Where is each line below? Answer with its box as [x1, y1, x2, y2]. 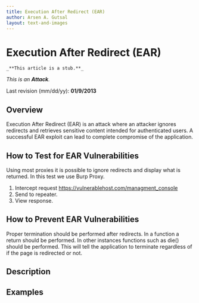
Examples [6, 287, 43, 297]
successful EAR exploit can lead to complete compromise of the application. [6, 133, 194, 140]
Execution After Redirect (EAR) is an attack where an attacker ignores [6, 121, 177, 128]
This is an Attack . [6, 76, 50, 83]
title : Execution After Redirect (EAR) [6, 8, 105, 15]
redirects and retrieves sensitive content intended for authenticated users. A [6, 127, 194, 134]
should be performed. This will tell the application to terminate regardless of [6, 243, 192, 250]
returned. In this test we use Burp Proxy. [6, 173, 105, 180]
